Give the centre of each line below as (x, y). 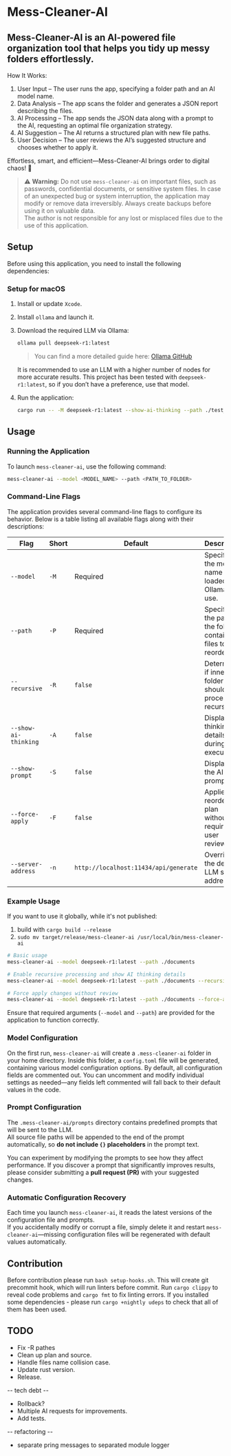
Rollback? (31, 1404)
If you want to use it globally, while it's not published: (82, 916)
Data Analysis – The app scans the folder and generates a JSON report (118, 103)
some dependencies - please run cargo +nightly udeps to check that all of (113, 1302)
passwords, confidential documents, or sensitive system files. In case (122, 189)
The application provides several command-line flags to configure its (105, 511)
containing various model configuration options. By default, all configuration (115, 1067)
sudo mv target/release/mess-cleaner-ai (76, 938)
